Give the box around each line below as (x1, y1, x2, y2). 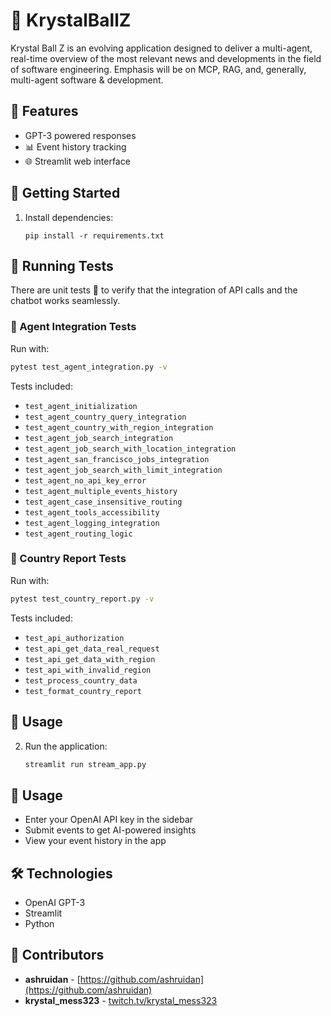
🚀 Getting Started (10, 185, 121, 202)
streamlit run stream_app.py (24, 759, 147, 769)
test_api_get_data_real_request (24, 644, 160, 654)
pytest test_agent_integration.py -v (10, 362, 168, 372)
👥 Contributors (10, 947, 105, 964)
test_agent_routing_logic (24, 529, 133, 539)
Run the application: (24, 740, 108, 752)
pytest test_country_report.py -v (10, 594, 155, 604)
